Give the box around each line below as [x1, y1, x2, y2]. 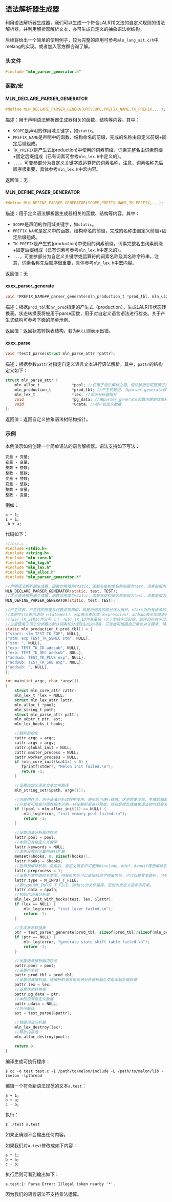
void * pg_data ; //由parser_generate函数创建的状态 [14, 397, 165, 402]
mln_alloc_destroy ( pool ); [14, 1034, 70, 1039]
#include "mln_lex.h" [5, 565, 52, 570]
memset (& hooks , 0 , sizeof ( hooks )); [14, 854, 91, 859]
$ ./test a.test [5, 1121, 40, 1127]
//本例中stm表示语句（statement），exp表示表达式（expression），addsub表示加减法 [5, 612, 165, 617]
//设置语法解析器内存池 [14, 958, 57, 963]
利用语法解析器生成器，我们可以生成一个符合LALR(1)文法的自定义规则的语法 [5, 19, 165, 26]
